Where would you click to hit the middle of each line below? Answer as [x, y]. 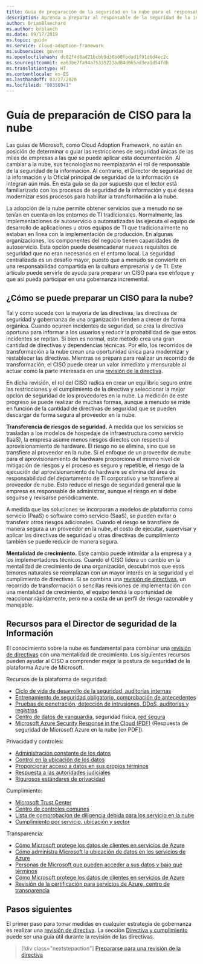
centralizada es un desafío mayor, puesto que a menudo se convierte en [96, 260]
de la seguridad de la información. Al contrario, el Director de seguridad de [99, 170]
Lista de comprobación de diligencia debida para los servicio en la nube [105, 815]
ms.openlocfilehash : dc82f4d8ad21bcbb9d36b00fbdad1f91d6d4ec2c [88, 57]
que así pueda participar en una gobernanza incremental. [78, 279]
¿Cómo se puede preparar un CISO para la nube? [100, 298]
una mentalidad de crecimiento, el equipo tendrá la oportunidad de [89, 592]
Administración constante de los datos [63, 753]
